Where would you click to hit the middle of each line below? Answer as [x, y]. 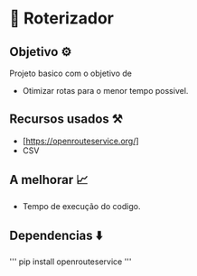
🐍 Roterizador [62, 18]
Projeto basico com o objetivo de [71, 73]
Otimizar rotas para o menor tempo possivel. [105, 91]
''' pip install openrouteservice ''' [70, 262]
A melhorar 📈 [49, 180]
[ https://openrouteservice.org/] [80, 141]
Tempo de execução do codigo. [81, 206]
